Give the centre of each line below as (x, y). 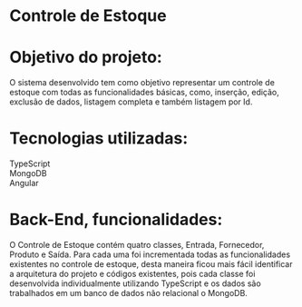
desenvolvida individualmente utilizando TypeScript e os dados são (135, 283)
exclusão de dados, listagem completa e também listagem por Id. (131, 102)
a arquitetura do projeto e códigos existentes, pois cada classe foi (132, 274)
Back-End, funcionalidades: (116, 220)
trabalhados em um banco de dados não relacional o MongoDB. (128, 293)
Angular (24, 183)
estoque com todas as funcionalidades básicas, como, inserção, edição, (144, 93)
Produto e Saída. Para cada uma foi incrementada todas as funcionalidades (150, 254)
